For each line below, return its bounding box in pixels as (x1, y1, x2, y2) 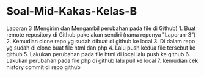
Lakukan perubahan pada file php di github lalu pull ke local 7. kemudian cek (6, 57, 199, 64)
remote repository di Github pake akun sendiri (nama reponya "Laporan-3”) (6, 31, 196, 38)
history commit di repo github (6, 63, 81, 71)
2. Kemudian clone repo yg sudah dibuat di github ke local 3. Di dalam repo (6, 37, 195, 45)
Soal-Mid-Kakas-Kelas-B (6, 4, 137, 18)
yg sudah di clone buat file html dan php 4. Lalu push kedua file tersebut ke (6, 44, 196, 51)
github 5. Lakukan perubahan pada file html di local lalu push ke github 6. (6, 50, 191, 57)
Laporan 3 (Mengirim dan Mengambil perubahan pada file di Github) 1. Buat (6, 24, 196, 32)
